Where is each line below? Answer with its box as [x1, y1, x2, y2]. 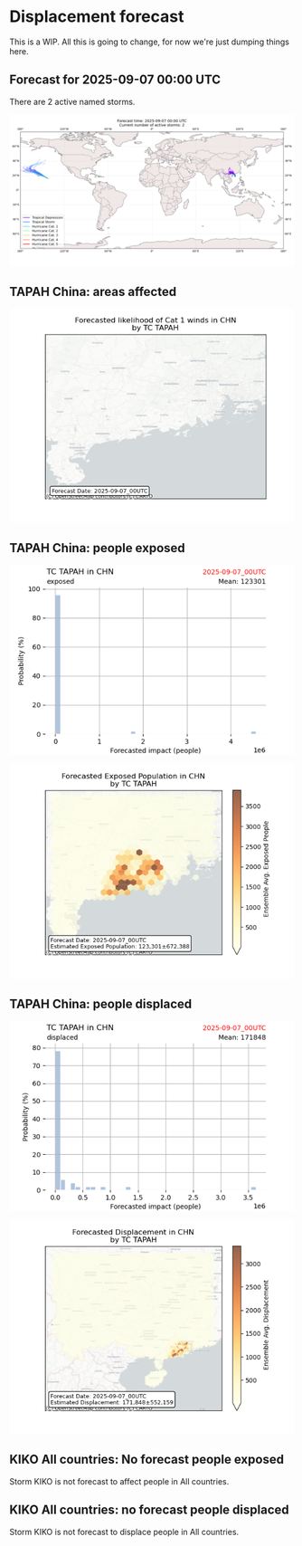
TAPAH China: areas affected [9, 283, 177, 300]
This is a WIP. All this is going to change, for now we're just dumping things [9, 36, 289, 47]
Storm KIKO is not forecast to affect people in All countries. [9, 1475, 230, 1486]
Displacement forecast [9, 6, 184, 27]
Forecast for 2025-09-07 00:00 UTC [9, 72, 222, 88]
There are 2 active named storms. [9, 96, 136, 107]
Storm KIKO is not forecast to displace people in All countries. [9, 1526, 240, 1537]
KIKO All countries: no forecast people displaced [9, 1503, 289, 1518]
